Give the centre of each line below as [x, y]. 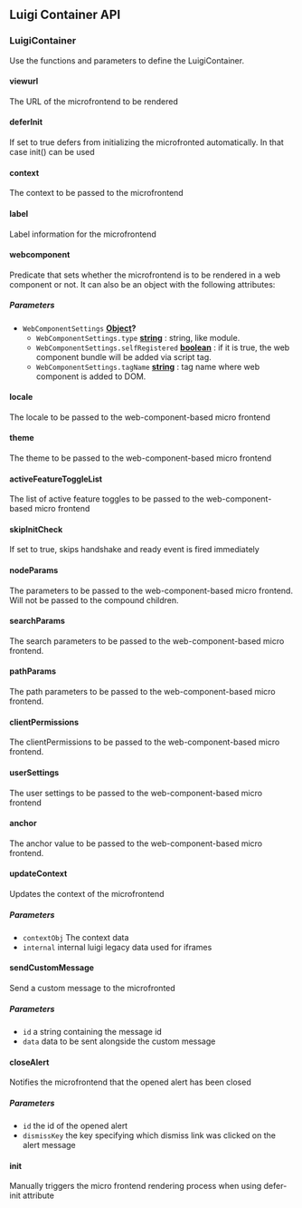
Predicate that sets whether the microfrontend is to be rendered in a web [145, 275]
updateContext [38, 873]
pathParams [33, 671]
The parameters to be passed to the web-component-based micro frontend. [151, 590]
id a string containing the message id [92, 1032]
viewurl [24, 82]
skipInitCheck [36, 529]
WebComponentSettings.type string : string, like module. [138, 337]
